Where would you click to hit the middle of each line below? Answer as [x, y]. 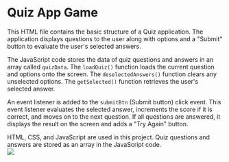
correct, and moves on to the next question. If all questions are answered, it [114, 116]
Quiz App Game [52, 13]
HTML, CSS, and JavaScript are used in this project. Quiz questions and [109, 137]
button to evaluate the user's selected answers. [74, 46]
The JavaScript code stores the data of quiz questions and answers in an [110, 59]
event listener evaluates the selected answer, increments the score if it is [110, 109]
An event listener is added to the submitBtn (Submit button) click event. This [114, 102]
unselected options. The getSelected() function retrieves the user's [103, 81]
